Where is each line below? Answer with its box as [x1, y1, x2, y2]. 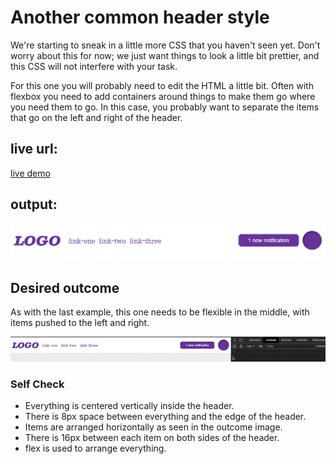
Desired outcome [10, 279, 120, 296]
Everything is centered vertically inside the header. [24, 399, 235, 411]
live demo [10, 167, 51, 179]
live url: [10, 141, 58, 158]
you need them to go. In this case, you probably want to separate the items [10, 101, 320, 113]
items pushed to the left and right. [10, 316, 150, 328]
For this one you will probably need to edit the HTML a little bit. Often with [10, 79, 314, 91]
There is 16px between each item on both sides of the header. [24, 431, 280, 443]
